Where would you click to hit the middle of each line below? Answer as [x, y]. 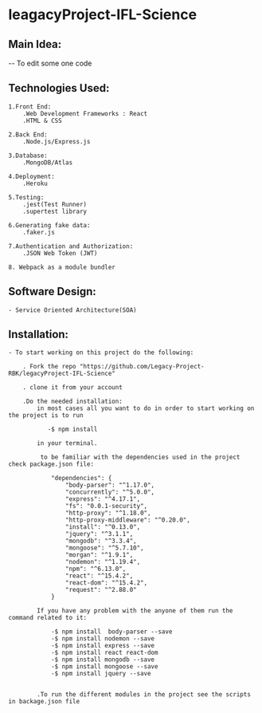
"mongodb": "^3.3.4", [101, 541]
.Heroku [35, 183]
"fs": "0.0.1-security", [106, 506]
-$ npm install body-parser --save [111, 632]
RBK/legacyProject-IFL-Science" [62, 374]
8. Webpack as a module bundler [62, 267]
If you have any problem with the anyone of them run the [135, 611]
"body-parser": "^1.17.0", [110, 485]
